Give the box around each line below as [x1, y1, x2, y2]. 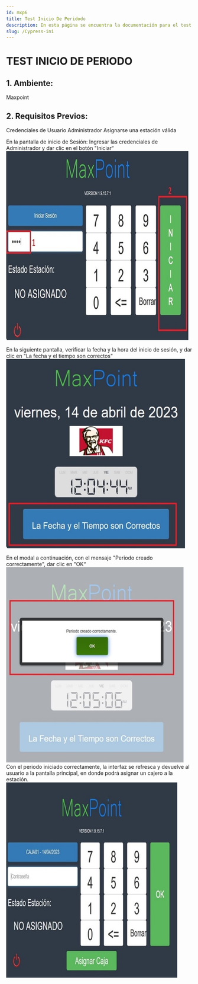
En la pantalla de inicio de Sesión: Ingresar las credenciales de [6, 138, 158, 145]
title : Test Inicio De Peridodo [6, 15, 86, 22]
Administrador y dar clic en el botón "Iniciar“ [6, 145, 114, 152]
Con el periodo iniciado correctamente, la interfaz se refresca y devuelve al [6, 763, 190, 771]
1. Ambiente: [6, 78, 53, 88]
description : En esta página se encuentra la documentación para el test [6, 22, 192, 28]
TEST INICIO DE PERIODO [6, 55, 133, 68]
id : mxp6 [6, 9, 28, 15]
